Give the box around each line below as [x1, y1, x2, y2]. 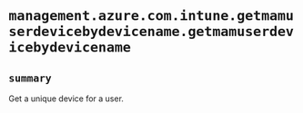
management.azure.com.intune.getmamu [8, 7, 295, 24]
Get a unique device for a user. [8, 93, 125, 104]
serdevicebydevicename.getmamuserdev [8, 24, 295, 41]
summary [8, 71, 52, 84]
